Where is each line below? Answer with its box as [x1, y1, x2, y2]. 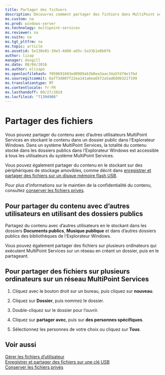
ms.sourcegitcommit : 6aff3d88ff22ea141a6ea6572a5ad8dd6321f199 [5, 76, 137, 81]
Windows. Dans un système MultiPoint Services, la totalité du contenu [5, 142, 147, 148]
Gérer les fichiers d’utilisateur [5, 353, 65, 360]
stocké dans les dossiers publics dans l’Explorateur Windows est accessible [5, 147, 159, 153]
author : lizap [5, 53, 34, 58]
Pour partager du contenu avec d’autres [5, 202, 130, 210]
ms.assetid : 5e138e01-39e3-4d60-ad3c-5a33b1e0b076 [5, 48, 111, 53]
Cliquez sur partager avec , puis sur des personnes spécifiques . [12, 316, 144, 323]
